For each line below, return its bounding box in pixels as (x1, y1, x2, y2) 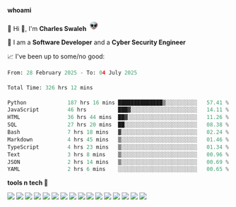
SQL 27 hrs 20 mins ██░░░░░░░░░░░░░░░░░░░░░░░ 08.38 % (7, 121, 230, 129)
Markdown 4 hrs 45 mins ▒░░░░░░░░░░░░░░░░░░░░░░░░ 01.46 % (7, 136, 230, 143)
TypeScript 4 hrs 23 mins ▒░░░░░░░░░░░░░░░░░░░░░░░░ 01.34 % (7, 144, 230, 151)
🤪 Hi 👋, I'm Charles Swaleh (7, 25, 87, 32)
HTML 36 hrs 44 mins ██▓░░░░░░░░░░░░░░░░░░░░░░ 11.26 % (7, 114, 230, 121)
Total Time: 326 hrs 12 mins (7, 84, 93, 91)
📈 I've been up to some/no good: (7, 52, 105, 61)
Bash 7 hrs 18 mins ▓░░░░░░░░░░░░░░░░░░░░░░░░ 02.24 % (7, 129, 230, 136)
